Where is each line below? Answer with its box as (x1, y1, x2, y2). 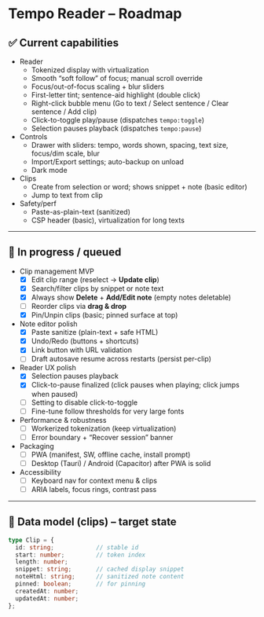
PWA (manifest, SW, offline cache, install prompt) (31, 450, 191, 459)
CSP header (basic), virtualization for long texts (31, 215, 185, 225)
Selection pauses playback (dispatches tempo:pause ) (31, 123, 202, 133)
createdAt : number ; (15, 587, 79, 595)
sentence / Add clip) (31, 107, 97, 116)
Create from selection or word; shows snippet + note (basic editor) (31, 182, 247, 191)
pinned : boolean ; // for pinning (15, 580, 146, 588)
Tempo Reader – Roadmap (8, 5, 182, 23)
